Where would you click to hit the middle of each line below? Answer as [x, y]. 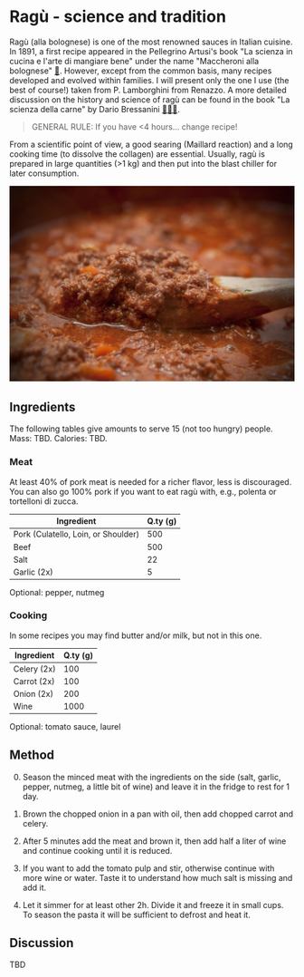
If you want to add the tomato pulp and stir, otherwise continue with [148, 868]
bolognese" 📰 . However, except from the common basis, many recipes [141, 71]
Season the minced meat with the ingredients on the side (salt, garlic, [152, 777]
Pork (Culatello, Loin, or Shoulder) [76, 534]
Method [32, 755]
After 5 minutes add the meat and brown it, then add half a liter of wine [154, 841]
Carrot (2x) [34, 681]
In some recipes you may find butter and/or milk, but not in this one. [136, 635]
